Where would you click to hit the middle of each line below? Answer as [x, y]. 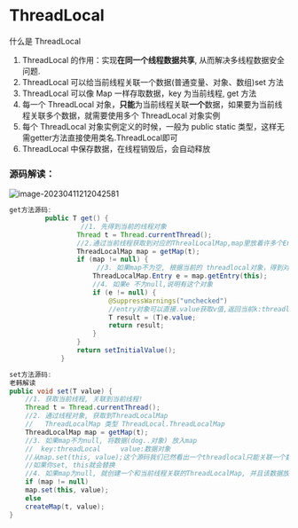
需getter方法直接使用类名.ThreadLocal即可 [100, 138]
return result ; [136, 326]
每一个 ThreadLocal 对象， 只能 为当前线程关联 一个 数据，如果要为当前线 [152, 104]
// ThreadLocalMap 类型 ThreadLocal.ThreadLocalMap [125, 424]
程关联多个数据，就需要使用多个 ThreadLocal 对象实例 [121, 115]
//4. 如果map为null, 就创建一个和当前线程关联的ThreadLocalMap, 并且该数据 [154, 474]
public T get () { [77, 218]
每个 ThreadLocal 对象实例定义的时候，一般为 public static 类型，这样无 [153, 126]
